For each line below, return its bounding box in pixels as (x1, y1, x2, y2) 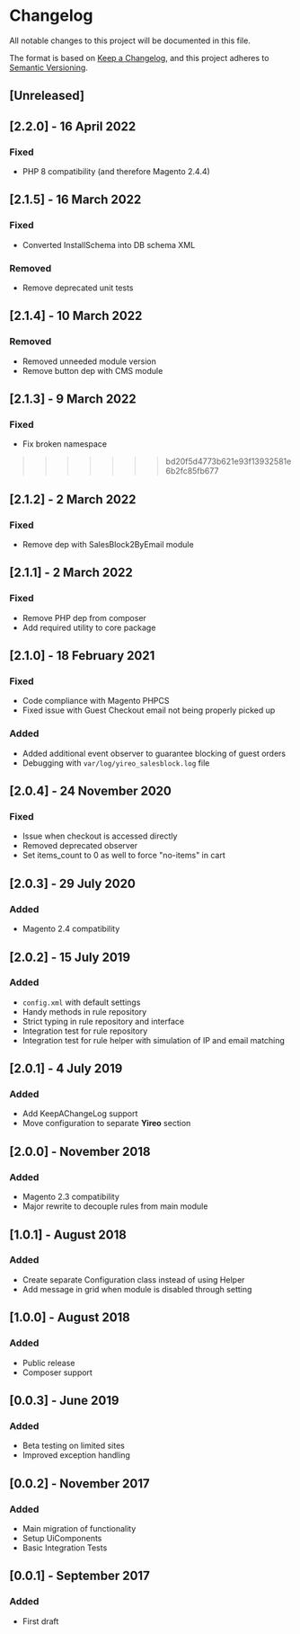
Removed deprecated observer (22, 840, 138, 851)
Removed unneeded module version (22, 356, 157, 367)
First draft (22, 1615, 59, 1627)
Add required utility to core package (22, 622, 156, 633)
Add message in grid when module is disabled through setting (22, 1283, 252, 1294)
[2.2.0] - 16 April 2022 (9, 119, 137, 134)
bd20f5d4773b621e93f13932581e (165, 456, 292, 467)
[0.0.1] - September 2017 (9, 1568, 150, 1584)
